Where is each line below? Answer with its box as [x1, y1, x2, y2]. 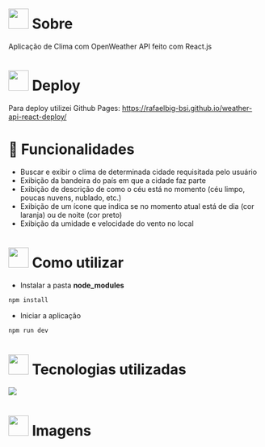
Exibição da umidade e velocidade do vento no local [19, 219, 194, 228]
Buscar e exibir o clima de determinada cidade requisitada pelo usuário [19, 167, 257, 177]
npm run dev [8, 326, 48, 334]
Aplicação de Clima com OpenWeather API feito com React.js [8, 41, 212, 51]
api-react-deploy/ [8, 112, 67, 121]
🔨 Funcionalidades [8, 140, 135, 159]
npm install [8, 296, 48, 304]
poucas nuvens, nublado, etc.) [19, 193, 122, 202]
